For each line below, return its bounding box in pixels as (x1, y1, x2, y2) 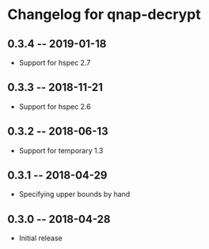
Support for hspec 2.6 (18, 101, 92, 111)
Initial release (18, 233, 63, 243)
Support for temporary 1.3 (18, 145, 104, 155)
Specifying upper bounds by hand (18, 190, 131, 199)
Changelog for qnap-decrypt (7, 6, 201, 24)
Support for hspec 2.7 (18, 58, 91, 67)
